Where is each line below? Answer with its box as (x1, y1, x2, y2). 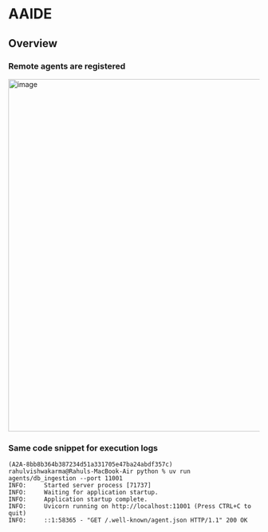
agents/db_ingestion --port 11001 (8, 475, 124, 483)
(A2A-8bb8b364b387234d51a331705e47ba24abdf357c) (8, 460, 173, 469)
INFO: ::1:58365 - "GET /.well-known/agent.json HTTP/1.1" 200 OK (8, 516, 248, 525)
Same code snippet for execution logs (8, 442, 158, 453)
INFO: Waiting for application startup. (8, 488, 159, 497)
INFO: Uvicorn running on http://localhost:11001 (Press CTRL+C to (8, 502, 251, 510)
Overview (8, 37, 58, 50)
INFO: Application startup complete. (8, 495, 148, 503)
